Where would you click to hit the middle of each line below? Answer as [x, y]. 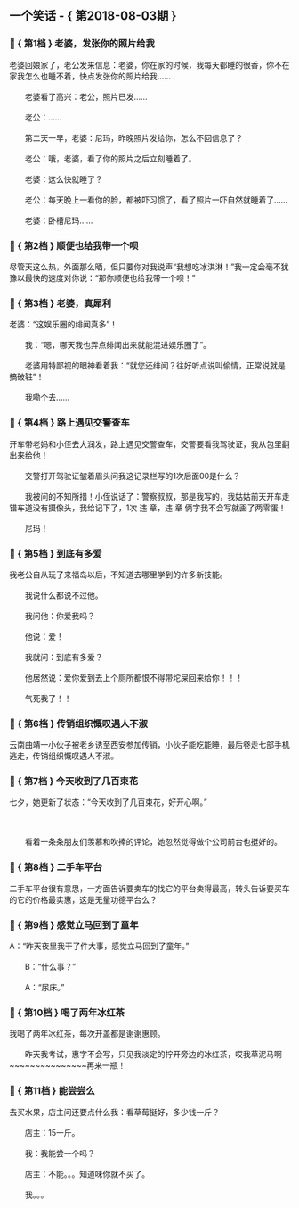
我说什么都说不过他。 [64, 595]
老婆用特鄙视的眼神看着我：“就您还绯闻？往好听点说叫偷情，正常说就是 [155, 366]
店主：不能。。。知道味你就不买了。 [87, 1174]
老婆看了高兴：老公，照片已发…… [86, 96]
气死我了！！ [48, 698]
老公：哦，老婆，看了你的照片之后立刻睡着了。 [110, 158]
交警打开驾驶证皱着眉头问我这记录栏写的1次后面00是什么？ [133, 476]
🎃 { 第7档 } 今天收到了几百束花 [74, 782]
